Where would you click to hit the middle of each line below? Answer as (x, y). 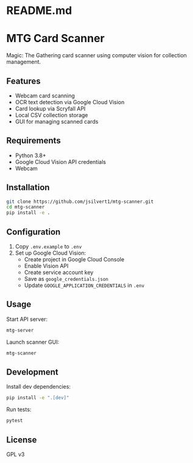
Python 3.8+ (31, 155)
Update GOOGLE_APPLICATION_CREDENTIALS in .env (84, 285)
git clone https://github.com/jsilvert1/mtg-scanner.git (80, 202)
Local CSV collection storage (51, 115)
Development (33, 372)
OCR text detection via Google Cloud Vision (70, 102)
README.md (39, 11)
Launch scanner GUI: (33, 342)
